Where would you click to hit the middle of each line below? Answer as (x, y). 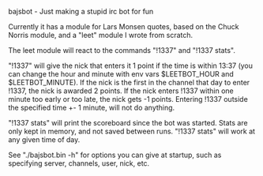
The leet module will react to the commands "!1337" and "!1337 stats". (122, 50)
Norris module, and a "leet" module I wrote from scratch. (101, 35)
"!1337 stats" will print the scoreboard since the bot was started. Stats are (128, 123)
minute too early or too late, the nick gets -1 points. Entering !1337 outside (128, 99)
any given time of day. (44, 140)
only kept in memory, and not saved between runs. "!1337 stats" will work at (131, 131)
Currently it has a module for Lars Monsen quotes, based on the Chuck (124, 26)
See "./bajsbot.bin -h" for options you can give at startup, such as (115, 155)
